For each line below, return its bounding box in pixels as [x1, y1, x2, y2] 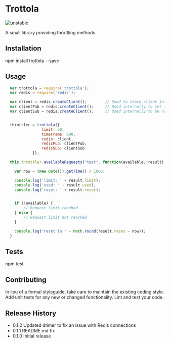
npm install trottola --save [5, 58, 59, 64]
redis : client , [41, 136, 73, 141]
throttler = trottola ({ [10, 122, 60, 127]
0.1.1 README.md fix [12, 328, 55, 333]
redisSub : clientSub [41, 146, 85, 151]
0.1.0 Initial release [12, 333, 52, 339]
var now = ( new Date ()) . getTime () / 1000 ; [14, 169, 105, 174]
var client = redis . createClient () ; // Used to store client [10, 100, 157, 105]
